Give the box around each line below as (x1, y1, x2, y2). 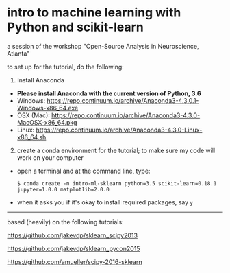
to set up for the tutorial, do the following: (7, 62, 125, 71)
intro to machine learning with (7, 5, 181, 21)
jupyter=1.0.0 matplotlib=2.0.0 (16, 186, 110, 193)
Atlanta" (7, 49, 30, 58)
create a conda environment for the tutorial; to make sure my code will (16, 146, 216, 154)
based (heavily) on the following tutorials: (7, 217, 125, 226)
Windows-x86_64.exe (16, 104, 79, 112)
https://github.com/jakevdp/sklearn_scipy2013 (7, 231, 138, 239)
